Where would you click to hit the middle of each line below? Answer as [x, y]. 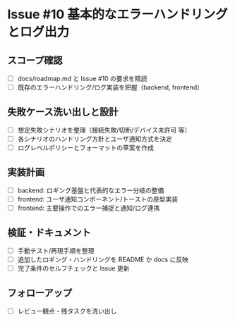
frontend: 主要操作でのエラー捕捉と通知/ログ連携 [89, 208]
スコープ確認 [35, 60]
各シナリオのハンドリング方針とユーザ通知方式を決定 [95, 139]
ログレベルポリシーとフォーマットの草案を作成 [85, 148]
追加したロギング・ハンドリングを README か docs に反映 [103, 259]
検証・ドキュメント [49, 232]
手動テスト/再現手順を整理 [56, 250]
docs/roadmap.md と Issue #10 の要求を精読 [82, 79]
